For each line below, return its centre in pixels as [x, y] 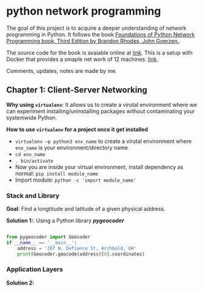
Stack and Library [33, 196]
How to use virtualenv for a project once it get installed [77, 129]
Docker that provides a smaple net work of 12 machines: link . [82, 59]
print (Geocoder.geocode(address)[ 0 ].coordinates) [81, 254]
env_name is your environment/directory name [72, 148]
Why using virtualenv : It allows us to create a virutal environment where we [101, 104]
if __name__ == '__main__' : [42, 242]
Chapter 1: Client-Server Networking [77, 90]
